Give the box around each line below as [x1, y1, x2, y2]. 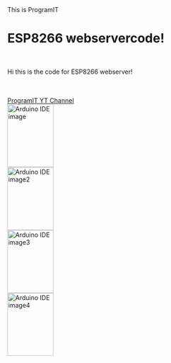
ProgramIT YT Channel [7, 96, 74, 104]
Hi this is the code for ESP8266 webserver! [7, 67, 133, 76]
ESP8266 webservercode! [7, 30, 165, 47]
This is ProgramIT [7, 6, 59, 13]
